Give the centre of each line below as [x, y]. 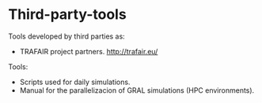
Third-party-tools [67, 15]
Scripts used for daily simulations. [75, 82]
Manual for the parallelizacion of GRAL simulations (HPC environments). [137, 90]
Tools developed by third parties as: [66, 36]
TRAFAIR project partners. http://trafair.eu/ [89, 51]
